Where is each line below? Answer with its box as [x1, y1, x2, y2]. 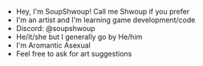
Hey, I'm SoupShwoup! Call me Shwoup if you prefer [15, 7, 190, 16]
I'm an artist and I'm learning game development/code [15, 15, 196, 25]
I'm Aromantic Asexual [15, 41, 91, 50]
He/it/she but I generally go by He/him [15, 32, 143, 41]
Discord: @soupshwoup [15, 24, 95, 33]
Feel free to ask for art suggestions [15, 49, 132, 58]
